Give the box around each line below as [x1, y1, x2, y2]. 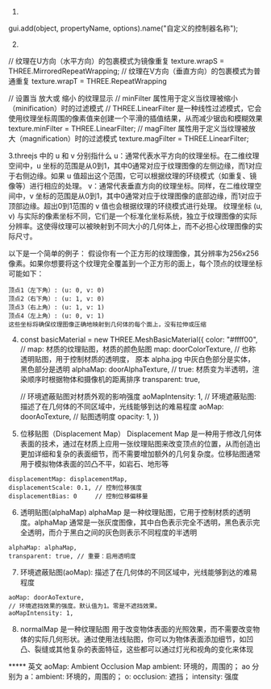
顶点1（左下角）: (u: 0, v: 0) [8, 286, 105, 294]
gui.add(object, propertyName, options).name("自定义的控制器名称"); [8, 23, 239, 33]
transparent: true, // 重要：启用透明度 [8, 552, 136, 560]
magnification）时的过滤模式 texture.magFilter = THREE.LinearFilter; [22, 134, 249, 143]
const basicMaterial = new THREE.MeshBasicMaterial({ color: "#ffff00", [19, 334, 258, 344]
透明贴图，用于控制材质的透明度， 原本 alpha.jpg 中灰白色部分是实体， [19, 355, 256, 363]
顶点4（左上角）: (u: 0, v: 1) [8, 312, 105, 320]
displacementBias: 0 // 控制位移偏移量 [8, 492, 148, 500]
